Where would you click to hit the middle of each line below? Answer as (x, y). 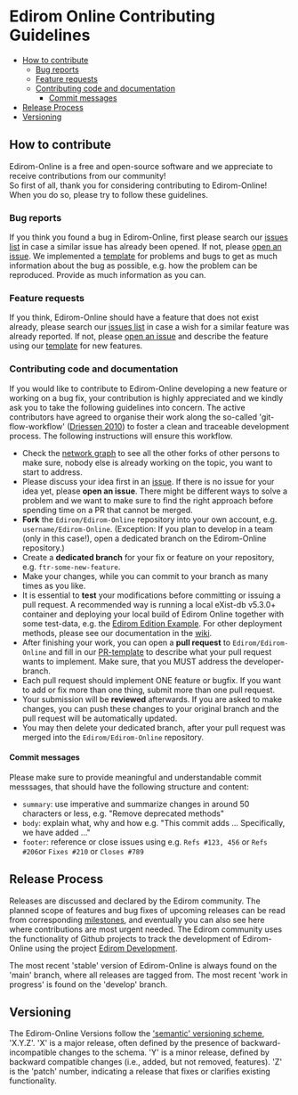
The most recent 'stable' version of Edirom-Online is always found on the (143, 965)
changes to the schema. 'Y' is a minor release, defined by (164, 1052)
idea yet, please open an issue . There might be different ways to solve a (154, 491)
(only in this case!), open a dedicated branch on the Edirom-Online (144, 538)
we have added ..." (56, 832)
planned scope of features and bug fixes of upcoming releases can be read (148, 910)
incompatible (33, 1052)
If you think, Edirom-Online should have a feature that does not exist (134, 317)
